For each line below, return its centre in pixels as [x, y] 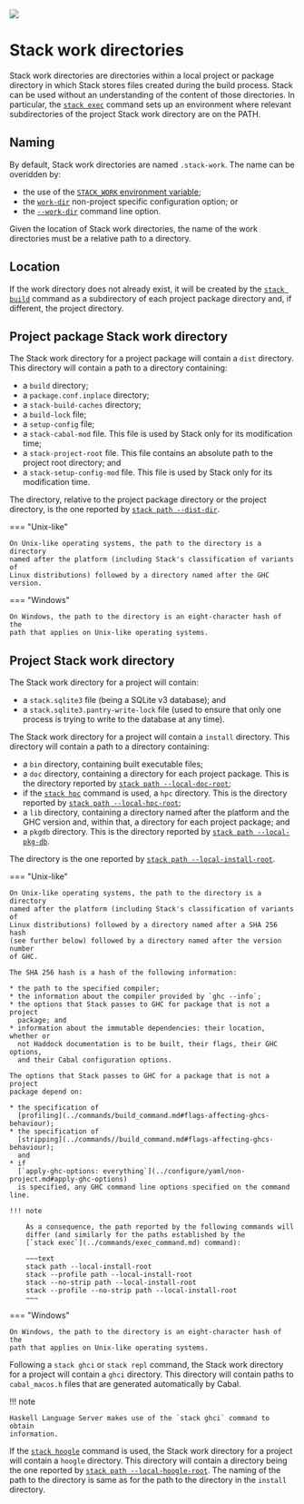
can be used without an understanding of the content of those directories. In [152, 94]
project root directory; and [72, 463]
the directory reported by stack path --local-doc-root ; [127, 784]
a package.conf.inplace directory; [86, 395]
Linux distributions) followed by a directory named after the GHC [140, 576]
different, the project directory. [67, 308]
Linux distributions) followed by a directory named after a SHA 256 [144, 925]
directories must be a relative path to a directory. [101, 238]
